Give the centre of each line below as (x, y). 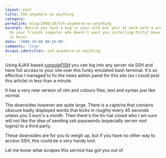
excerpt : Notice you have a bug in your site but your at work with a (79, 28)
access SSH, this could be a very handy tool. (51, 140)
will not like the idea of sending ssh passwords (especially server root (76, 121)
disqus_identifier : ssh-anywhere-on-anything (53, 51)
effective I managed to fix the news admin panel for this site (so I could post (82, 75)
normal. (13, 95)
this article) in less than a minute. (39, 80)
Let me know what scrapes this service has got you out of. (65, 150)
